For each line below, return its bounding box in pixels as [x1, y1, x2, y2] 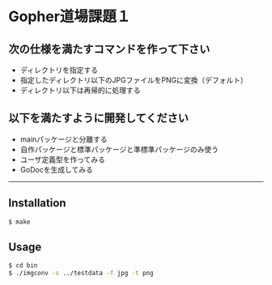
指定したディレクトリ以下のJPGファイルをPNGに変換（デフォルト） [19, 75, 249, 85]
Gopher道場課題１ [8, 7, 131, 26]
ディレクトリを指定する [19, 66, 99, 74]
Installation [8, 196, 66, 211]
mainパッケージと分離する [19, 134, 108, 144]
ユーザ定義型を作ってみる [19, 155, 105, 164]
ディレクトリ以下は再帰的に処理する [19, 86, 141, 95]
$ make [8, 218, 31, 226]
